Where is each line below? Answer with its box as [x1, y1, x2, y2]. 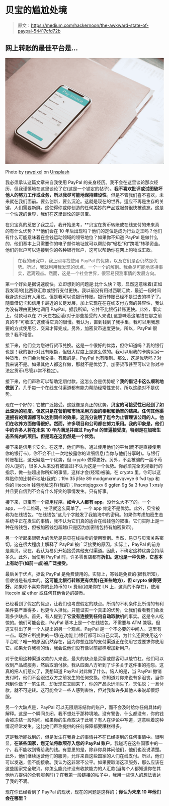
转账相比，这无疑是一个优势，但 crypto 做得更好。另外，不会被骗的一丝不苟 [5, 457, 162, 463]
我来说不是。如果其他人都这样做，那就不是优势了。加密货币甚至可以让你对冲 [5, 361, 164, 367]
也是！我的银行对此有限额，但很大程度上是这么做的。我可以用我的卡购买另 [5, 349, 159, 355]
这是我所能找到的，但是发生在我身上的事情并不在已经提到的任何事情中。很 [5, 734, 159, 740]
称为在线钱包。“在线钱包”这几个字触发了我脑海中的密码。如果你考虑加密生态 [5, 511, 163, 518]
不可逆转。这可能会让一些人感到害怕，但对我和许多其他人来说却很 [18, 687, 155, 693]
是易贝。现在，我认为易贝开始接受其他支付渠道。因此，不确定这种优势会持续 [5, 548, 164, 554]
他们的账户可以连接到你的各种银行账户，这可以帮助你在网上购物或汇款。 [5, 247, 155, 253]
